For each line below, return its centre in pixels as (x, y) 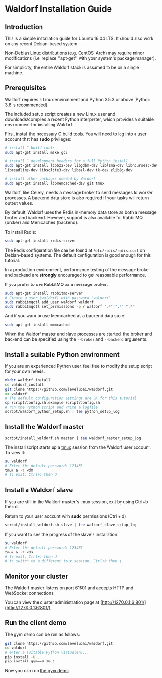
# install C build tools (30, 148)
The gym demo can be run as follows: (43, 634)
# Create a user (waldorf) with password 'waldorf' (58, 298)
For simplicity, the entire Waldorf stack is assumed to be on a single (72, 67)
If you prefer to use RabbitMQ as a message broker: (56, 284)
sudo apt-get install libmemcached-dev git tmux (55, 183)
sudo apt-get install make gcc (36, 152)
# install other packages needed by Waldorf (50, 179)
